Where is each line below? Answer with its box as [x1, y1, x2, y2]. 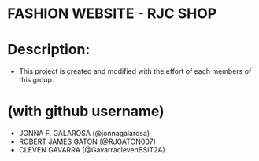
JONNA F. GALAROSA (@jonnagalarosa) [18, 129, 150, 138]
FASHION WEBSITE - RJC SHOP [7, 5, 217, 23]
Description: [7, 41, 91, 59]
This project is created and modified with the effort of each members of [18, 67, 252, 76]
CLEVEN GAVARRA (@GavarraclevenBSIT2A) [18, 145, 166, 155]
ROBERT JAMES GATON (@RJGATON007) [18, 137, 157, 146]
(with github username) [7, 103, 165, 120]
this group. [18, 75, 54, 85]
